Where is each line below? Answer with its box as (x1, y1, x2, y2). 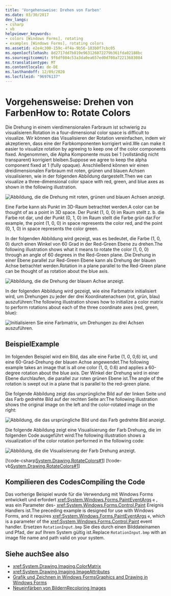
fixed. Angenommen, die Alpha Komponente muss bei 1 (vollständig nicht (5, 151, 159, 157)
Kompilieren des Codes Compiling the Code (5, 478, 145, 486)
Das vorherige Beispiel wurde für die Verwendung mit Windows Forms (5, 491, 153, 497)
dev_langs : (5, 17, 29, 22)
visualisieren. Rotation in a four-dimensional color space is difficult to (5, 129, 150, 136)
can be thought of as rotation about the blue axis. (5, 268, 109, 274)
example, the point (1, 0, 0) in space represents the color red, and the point (5, 220, 163, 226)
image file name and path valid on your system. (5, 535, 105, 541)
